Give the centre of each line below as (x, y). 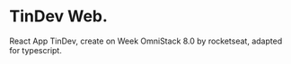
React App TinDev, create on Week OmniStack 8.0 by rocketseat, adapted (146, 41)
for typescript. (36, 50)
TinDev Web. (58, 16)
